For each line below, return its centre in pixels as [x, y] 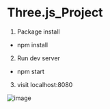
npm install [32, 45]
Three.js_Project [55, 13]
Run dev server [38, 58]
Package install [38, 32]
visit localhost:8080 [45, 84]
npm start [30, 71]
